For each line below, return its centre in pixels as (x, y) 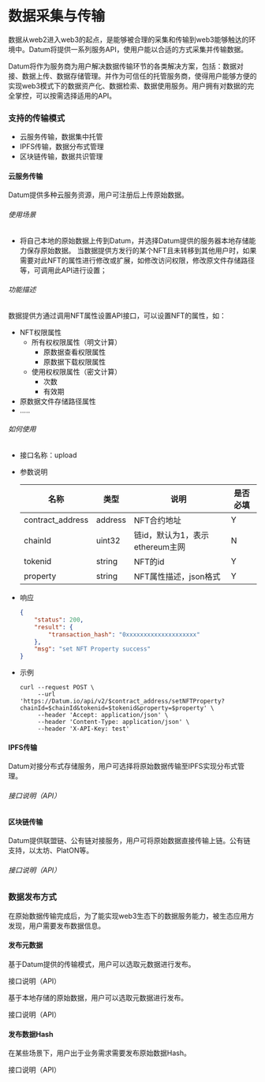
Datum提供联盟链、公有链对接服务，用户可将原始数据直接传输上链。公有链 (129, 841)
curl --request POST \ (57, 688)
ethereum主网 (159, 547)
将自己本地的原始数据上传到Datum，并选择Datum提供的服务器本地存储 (134, 241)
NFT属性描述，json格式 (177, 576)
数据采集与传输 (57, 16)
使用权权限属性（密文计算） (77, 371)
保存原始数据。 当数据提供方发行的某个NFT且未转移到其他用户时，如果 (142, 250)
